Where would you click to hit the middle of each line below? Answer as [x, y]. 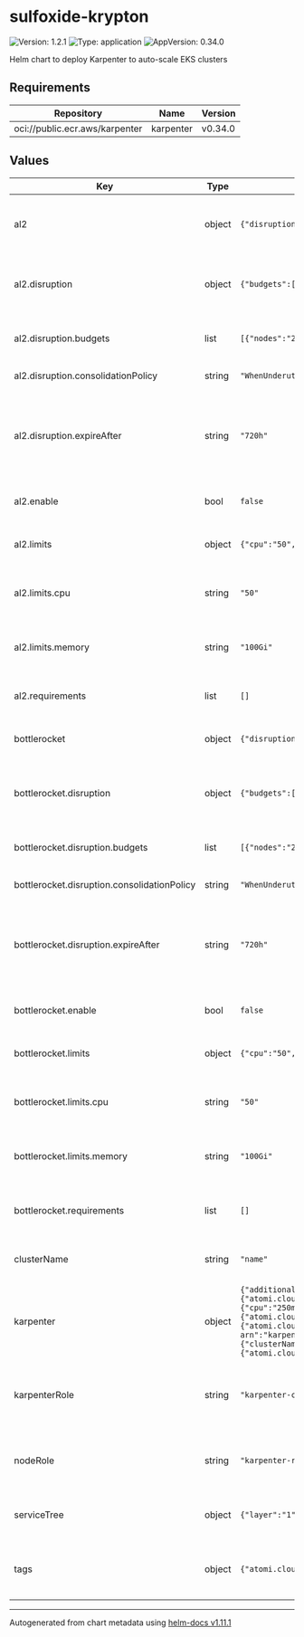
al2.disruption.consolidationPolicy [86, 376]
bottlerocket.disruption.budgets [81, 847]
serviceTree [39, 1515]
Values [29, 161]
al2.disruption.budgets [62, 338]
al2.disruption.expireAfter [68, 435]
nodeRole [34, 1461]
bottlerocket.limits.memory [71, 1156]
